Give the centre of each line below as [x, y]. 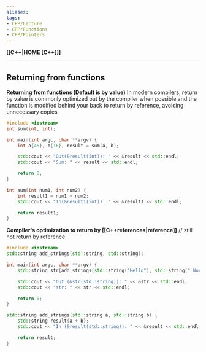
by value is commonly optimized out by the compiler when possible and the [102, 98]
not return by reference [36, 237]
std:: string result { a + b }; [53, 321]
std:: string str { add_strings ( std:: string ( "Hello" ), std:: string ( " [104, 270]
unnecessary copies [32, 112]
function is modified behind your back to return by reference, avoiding [95, 105]
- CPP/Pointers [26, 35]
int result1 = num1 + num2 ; [53, 196]
